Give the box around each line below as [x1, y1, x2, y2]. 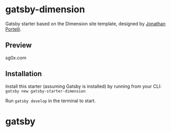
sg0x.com [5, 54, 27, 61]
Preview [5, 41, 32, 50]
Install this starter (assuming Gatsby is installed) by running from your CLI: [5, 83, 162, 89]
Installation [5, 69, 42, 78]
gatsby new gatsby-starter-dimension [5, 88, 86, 93]
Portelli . [5, 26, 22, 32]
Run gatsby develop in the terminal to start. [5, 98, 96, 104]
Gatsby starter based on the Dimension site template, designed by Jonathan [5, 21, 166, 27]
